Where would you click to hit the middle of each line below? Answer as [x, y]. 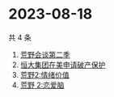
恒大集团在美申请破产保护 [63, 65]
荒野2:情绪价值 [45, 74]
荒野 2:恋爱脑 [42, 85]
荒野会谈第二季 [45, 54]
